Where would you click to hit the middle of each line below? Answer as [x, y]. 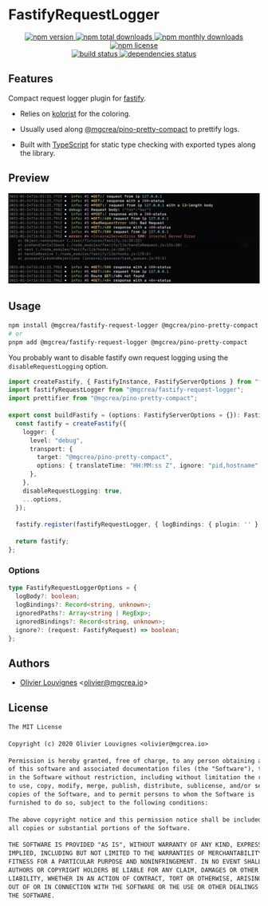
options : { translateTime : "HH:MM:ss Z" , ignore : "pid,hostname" [148, 466]
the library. [37, 152]
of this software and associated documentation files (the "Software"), [132, 769]
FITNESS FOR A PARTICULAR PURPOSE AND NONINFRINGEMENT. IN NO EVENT [124, 862]
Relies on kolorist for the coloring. [75, 113]
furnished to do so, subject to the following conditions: [108, 803]
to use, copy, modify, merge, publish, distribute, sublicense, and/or [130, 786]
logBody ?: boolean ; [48, 596]
